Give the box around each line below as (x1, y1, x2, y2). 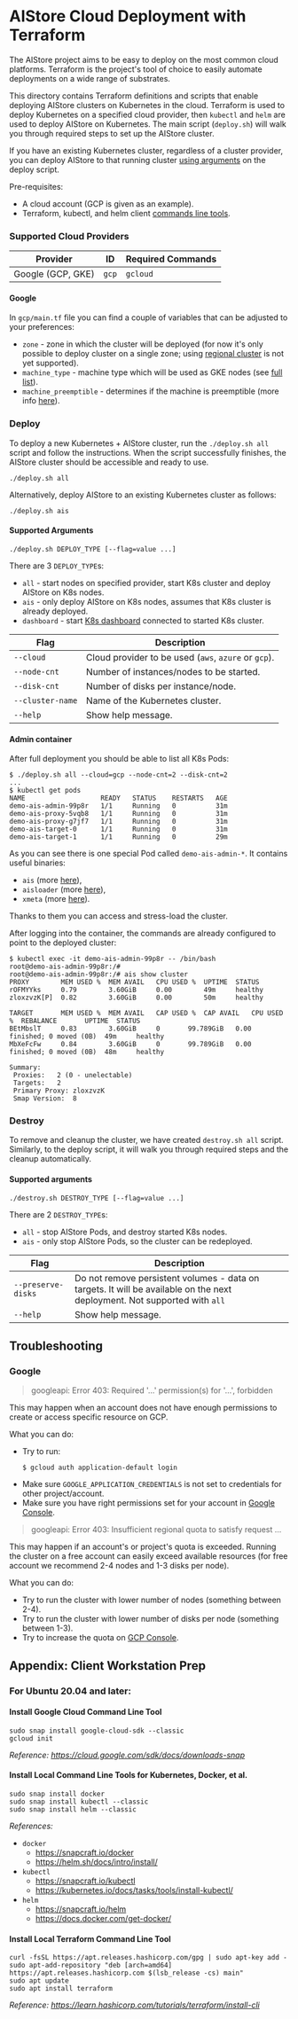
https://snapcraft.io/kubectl (35, 1875, 136, 1886)
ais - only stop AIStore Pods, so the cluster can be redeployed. (21, 1235, 253, 1247)
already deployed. (21, 606, 89, 616)
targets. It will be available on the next (74, 1283, 232, 1295)
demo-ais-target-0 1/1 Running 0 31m (9, 825, 228, 834)
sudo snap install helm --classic (9, 1805, 137, 1814)
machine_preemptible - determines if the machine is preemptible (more (21, 386, 279, 396)
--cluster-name (13, 695, 78, 706)
